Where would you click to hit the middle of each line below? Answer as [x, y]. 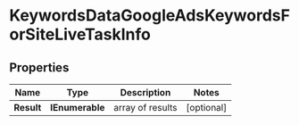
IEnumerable [78, 108]
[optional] [207, 108]
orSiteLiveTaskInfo [80, 34]
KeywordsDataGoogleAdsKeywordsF [149, 16]
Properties [39, 67]
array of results [145, 108]
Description [145, 92]
